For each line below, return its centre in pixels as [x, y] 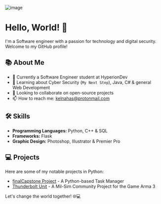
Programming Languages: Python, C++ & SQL [60, 130]
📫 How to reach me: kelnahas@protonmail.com [61, 98]
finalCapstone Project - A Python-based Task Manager [68, 181]
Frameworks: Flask [32, 136]
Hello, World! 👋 [36, 28]
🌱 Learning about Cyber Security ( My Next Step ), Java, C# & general [82, 82]
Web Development [31, 87]
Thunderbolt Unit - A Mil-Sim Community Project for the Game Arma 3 [84, 186]
